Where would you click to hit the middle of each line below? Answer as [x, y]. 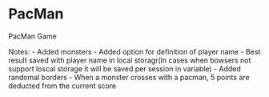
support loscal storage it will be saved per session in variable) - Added [125, 68]
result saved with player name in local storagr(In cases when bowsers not [130, 60]
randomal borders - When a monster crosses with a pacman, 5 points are [129, 77]
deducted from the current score [62, 86]
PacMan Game [33, 36]
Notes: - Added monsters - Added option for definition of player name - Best [134, 51]
